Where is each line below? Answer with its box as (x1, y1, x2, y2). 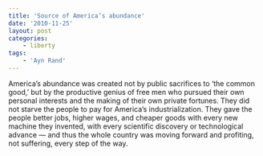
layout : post (8, 27, 52, 35)
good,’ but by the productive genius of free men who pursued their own (8, 87, 245, 96)
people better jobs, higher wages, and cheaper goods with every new (8, 113, 238, 122)
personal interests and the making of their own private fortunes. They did (8, 96, 250, 105)
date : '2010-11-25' (8, 19, 74, 27)
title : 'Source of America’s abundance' (8, 11, 146, 20)
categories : (8, 34, 48, 43)
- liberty (22, 42, 56, 50)
